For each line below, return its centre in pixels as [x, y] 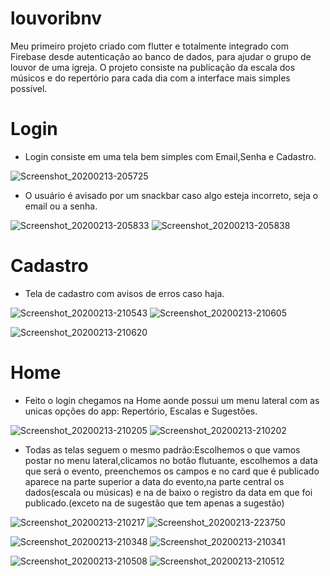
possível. [29, 88]
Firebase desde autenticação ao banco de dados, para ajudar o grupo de [161, 56]
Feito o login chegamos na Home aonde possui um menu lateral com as [172, 400]
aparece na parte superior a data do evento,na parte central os [154, 481]
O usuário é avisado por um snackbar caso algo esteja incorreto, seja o [171, 195]
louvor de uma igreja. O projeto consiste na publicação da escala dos [153, 67]
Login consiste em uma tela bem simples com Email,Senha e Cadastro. [170, 156]
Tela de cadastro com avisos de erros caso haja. [124, 293]
